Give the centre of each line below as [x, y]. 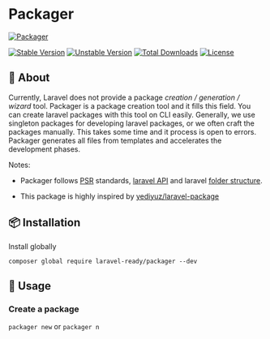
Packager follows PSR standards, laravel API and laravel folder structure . [141, 180]
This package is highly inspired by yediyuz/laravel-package [120, 196]
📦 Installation [45, 223]
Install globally [32, 246]
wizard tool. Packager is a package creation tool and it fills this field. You [130, 105]
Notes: [19, 165]
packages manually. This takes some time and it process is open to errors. [133, 131]
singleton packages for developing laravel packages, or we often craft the [132, 123]
